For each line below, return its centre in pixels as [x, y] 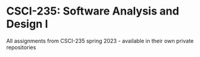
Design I [27, 24]
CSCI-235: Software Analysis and [93, 11]
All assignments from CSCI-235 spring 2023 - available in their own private [100, 41]
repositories [21, 47]
